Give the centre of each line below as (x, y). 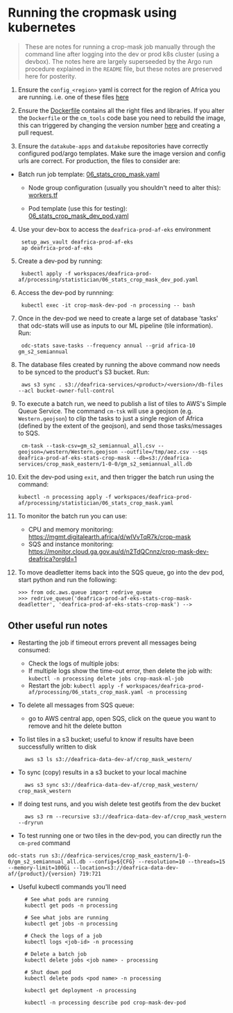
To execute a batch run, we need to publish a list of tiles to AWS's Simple (122, 403)
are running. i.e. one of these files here (73, 97)
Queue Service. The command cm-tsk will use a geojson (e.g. (105, 411)
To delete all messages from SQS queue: (76, 705)
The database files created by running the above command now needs (119, 364)
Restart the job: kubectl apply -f (76, 686)
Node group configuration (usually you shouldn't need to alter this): (124, 187)
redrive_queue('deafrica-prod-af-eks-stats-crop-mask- (112, 598)
